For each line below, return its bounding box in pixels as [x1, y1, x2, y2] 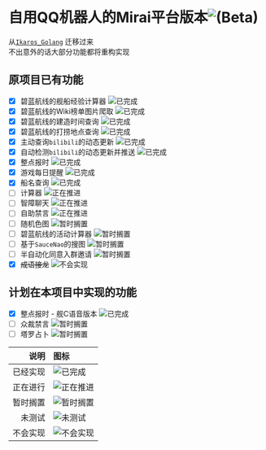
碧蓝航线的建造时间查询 [20, 116, 99, 126]
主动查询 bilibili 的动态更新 [20, 137, 115, 146]
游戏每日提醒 [20, 168, 63, 177]
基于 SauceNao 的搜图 [20, 238, 86, 249]
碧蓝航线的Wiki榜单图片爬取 [20, 106, 114, 116]
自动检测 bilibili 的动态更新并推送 [20, 147, 136, 157]
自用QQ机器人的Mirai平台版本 [8, 8, 209, 27]
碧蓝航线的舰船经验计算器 [20, 96, 107, 106]
